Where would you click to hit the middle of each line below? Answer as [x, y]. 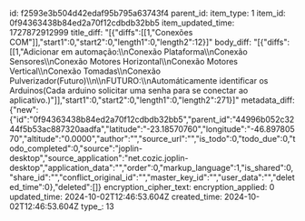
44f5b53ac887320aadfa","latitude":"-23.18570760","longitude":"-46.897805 [152, 129]
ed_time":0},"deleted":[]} [56, 187]
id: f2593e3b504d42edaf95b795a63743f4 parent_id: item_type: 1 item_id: [148, 13]
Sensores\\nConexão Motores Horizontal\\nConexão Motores [124, 61]
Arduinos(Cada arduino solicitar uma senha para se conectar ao [129, 90]
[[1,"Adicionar [34, 52]
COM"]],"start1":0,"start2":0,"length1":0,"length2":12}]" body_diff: [131, 42]
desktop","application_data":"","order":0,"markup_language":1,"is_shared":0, [152, 168]
